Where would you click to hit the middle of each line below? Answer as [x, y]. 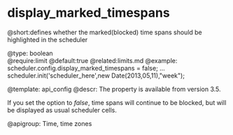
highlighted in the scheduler [48, 39]
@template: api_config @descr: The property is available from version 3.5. [114, 89]
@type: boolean [30, 53]
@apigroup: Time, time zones [50, 123]
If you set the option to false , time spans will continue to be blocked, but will [117, 102]
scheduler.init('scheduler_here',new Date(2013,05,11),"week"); [96, 76]
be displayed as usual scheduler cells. [62, 110]
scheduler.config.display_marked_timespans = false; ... [86, 68]
